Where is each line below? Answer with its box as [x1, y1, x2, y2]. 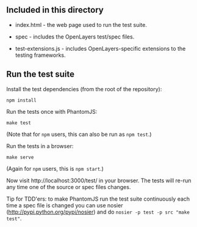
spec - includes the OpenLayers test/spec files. [15, 33, 135, 40]
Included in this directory [6, 5, 104, 15]
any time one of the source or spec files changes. [6, 183, 131, 190]
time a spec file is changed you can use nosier [6, 201, 123, 209]
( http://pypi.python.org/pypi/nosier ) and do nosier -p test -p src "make [6, 208, 190, 215]
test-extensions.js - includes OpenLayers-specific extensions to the [15, 45, 186, 52]
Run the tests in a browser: [6, 142, 74, 149]
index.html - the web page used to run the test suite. [15, 21, 148, 28]
